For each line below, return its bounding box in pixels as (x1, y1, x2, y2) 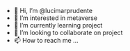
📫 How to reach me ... (13, 37, 79, 44)
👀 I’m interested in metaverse (13, 14, 98, 22)
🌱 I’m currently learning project (13, 21, 103, 29)
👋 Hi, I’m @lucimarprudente (13, 7, 92, 14)
